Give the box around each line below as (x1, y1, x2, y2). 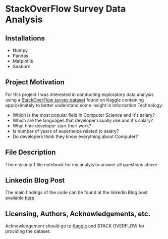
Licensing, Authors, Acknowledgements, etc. (5, 209, 150, 218)
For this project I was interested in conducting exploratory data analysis (5, 91, 154, 98)
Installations (5, 34, 45, 42)
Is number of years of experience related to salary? (12, 128, 119, 134)
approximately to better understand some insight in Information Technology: (5, 102, 163, 108)
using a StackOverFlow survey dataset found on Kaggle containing (5, 97, 144, 103)
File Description (5, 148, 56, 157)
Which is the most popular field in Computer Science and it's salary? (12, 112, 155, 118)
